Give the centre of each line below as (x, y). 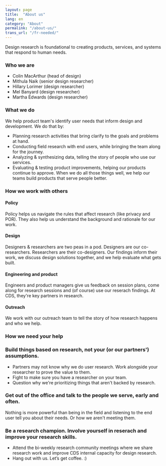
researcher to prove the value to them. (51, 372)
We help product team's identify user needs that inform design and (74, 121)
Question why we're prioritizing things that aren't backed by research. (84, 382)
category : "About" (24, 24)
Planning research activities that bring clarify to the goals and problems (85, 136)
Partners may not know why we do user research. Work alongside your (85, 367)
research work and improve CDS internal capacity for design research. (85, 453)
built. (10, 263)
